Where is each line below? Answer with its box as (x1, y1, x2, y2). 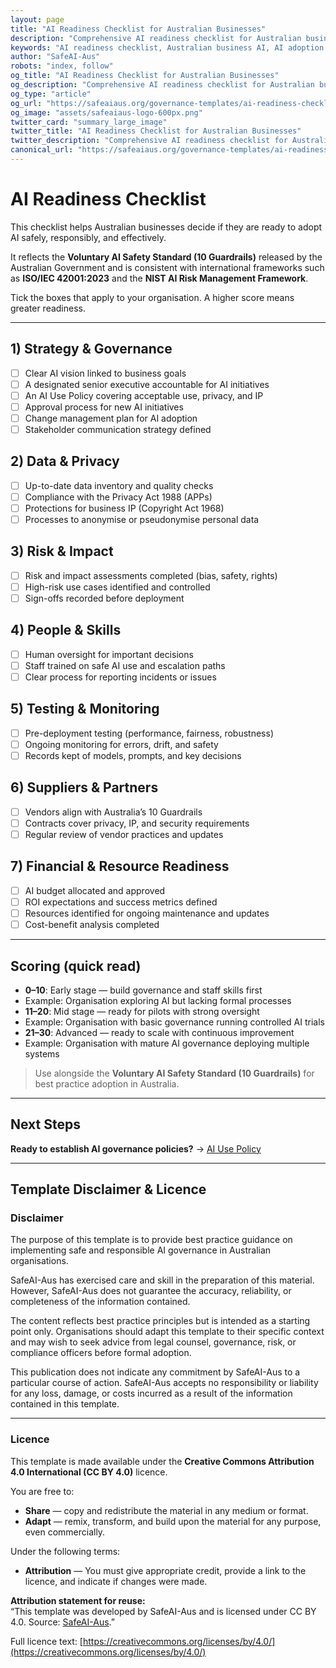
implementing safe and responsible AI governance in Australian (10, 1244, 272, 1256)
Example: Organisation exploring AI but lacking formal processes (24, 994, 292, 1006)
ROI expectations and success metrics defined (24, 896, 218, 908)
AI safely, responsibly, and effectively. (10, 231, 167, 243)
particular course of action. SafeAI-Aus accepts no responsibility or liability (10, 1377, 319, 1389)
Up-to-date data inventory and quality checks (24, 479, 214, 491)
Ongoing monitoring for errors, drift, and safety (24, 738, 219, 750)
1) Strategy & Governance (10, 341, 173, 358)
